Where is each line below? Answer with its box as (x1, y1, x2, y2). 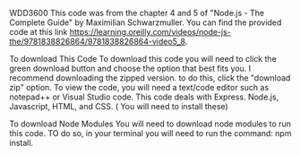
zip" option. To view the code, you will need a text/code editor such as (9, 82, 270, 92)
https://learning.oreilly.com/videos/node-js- (69, 27, 231, 37)
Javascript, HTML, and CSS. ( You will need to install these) (9, 101, 228, 111)
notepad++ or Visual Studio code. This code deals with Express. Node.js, (9, 91, 279, 102)
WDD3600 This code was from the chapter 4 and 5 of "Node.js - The (9, 8, 265, 18)
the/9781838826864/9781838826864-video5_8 (9, 36, 185, 47)
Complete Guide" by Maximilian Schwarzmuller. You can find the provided (9, 17, 282, 28)
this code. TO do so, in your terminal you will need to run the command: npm (9, 128, 292, 138)
